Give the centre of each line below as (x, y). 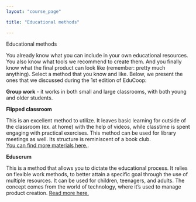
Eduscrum (19, 156)
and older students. (30, 98)
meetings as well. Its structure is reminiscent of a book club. (78, 139)
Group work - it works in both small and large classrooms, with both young (97, 91)
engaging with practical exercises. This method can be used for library (91, 133)
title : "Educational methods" (43, 22)
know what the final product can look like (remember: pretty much (86, 67)
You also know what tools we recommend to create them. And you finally (94, 61)
